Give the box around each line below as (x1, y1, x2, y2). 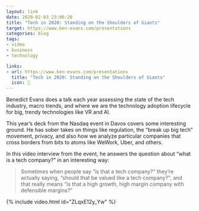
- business (6, 47, 33, 53)
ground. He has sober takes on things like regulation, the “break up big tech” (6, 126, 193, 134)
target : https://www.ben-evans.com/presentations (6, 25, 131, 31)
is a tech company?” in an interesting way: (6, 157, 110, 164)
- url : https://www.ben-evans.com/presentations (6, 69, 129, 74)
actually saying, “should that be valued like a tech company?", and (20, 174, 182, 181)
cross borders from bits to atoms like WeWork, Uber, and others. (6, 139, 163, 146)
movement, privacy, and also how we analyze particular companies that (6, 132, 181, 139)
